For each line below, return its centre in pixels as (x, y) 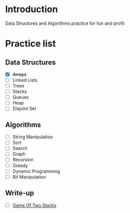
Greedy (20, 166)
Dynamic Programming (36, 171)
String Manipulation (33, 137)
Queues (21, 97)
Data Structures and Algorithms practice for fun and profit (65, 23)
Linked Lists (25, 80)
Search (20, 148)
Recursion (23, 159)
